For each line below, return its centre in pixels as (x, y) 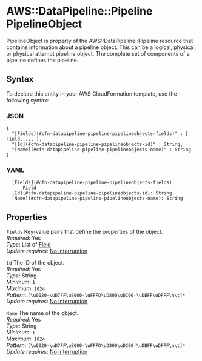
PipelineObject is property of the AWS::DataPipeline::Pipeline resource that (100, 41)
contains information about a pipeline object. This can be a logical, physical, (101, 47)
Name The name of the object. (42, 313)
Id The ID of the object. (35, 263)
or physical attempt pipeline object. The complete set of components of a (98, 53)
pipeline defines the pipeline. (42, 60)
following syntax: (28, 100)
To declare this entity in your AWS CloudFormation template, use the (92, 94)
